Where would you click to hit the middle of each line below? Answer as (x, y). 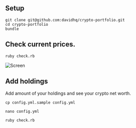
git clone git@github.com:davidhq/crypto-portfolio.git (65, 20)
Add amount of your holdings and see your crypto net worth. (68, 94)
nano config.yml (22, 112)
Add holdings (27, 81)
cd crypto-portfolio (27, 24)
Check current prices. (40, 44)
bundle (12, 29)
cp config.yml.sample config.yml (40, 103)
